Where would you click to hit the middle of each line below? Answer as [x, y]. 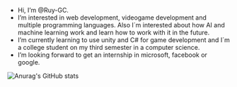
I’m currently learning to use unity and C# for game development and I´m [123, 40]
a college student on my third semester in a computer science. [109, 47]
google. [29, 62]
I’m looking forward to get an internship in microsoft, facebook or [112, 55]
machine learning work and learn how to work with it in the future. [114, 32]
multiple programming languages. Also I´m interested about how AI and [121, 25]
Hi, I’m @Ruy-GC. [43, 10]
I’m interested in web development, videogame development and [112, 18]
